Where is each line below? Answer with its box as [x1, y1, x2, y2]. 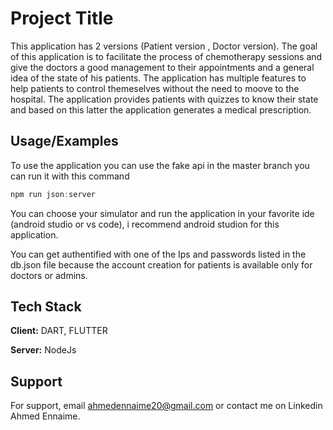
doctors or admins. [10, 269, 88, 281]
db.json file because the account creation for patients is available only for [10, 258, 313, 271]
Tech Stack [10, 298, 82, 316]
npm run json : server [10, 189, 97, 199]
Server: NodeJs [10, 344, 77, 356]
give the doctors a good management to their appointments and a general [10, 61, 315, 73]
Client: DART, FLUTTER [10, 325, 108, 337]
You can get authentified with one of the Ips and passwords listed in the [10, 248, 307, 260]
